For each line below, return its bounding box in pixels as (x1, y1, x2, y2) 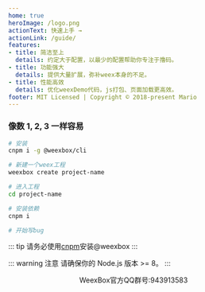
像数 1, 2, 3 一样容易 (8, 121, 84, 132)
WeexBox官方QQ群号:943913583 (79, 275, 188, 285)
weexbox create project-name (8, 169, 105, 177)
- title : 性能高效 (8, 78, 65, 86)
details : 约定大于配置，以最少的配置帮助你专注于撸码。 (15, 56, 178, 64)
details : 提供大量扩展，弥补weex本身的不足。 (15, 71, 151, 79)
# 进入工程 (8, 183, 40, 191)
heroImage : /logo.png (8, 19, 80, 27)
